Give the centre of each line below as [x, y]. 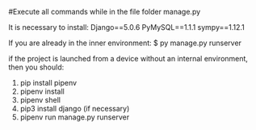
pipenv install [42, 91]
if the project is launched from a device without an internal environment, [128, 59]
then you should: [36, 67]
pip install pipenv [48, 83]
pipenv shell [40, 100]
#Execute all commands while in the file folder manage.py [105, 12]
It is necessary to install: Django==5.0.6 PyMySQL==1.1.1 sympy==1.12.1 [126, 27]
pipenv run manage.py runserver [75, 117]
